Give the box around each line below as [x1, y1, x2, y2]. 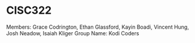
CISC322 [6, 4, 52, 17]
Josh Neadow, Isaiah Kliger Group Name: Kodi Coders [6, 29, 139, 36]
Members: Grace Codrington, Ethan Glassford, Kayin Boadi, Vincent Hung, [6, 23, 190, 30]
